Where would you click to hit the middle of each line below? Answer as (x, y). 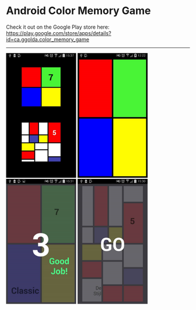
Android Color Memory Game (78, 11)
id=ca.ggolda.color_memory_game (48, 39)
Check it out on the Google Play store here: (58, 27)
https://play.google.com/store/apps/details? (59, 33)
